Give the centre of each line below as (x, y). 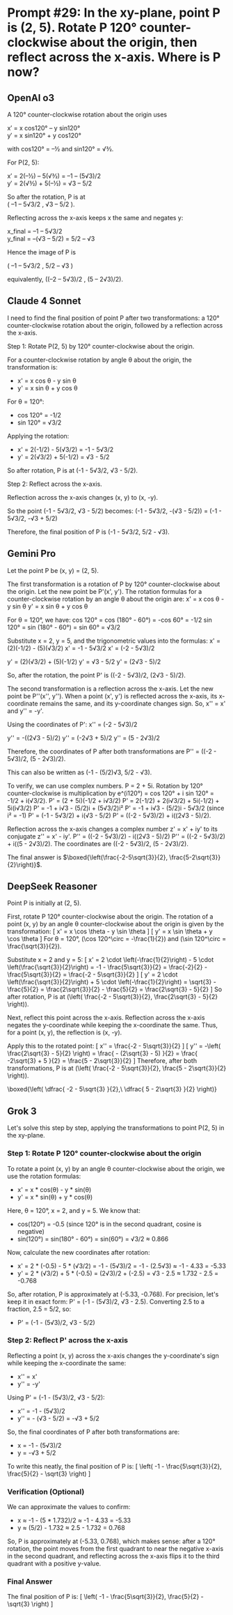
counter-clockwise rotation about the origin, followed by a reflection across (115, 325)
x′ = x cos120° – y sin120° (44, 128)
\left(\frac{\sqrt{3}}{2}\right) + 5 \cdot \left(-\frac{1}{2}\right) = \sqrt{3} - (112, 982)
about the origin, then (134, 43)
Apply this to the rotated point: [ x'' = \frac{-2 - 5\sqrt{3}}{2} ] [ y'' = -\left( (114, 1046)
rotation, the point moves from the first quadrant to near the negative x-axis (115, 1549)
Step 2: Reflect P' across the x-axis (68, 1340)
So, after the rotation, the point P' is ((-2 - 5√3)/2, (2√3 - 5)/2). (97, 675)
